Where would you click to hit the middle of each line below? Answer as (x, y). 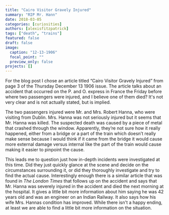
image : (12, 48)
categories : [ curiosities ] (34, 24)
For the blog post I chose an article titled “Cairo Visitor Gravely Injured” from (84, 81)
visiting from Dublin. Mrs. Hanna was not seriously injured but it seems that (83, 117)
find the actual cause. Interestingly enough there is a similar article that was (84, 176)
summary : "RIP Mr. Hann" (31, 15)
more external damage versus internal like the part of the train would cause (83, 144)
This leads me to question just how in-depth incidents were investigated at (83, 159)
